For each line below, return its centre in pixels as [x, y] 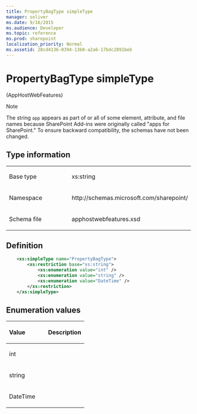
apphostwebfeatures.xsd [106, 219]
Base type [23, 177]
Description [64, 332]
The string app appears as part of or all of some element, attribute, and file [96, 117]
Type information [38, 155]
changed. [18, 136]
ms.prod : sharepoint [31, 39]
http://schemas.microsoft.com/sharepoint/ [130, 198]
